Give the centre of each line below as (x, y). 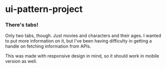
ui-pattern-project (44, 9)
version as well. (21, 61)
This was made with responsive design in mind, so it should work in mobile (82, 56)
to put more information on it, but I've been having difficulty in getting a (78, 41)
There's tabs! (22, 25)
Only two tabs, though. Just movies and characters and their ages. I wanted (83, 35)
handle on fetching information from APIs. (48, 46)
